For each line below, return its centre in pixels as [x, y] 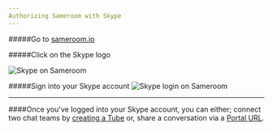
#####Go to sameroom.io [52, 39]
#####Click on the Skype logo [60, 54]
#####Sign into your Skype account [69, 86]
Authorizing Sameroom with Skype [65, 16]
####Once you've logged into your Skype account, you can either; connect [135, 109]
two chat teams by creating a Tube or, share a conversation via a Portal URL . [136, 117]
